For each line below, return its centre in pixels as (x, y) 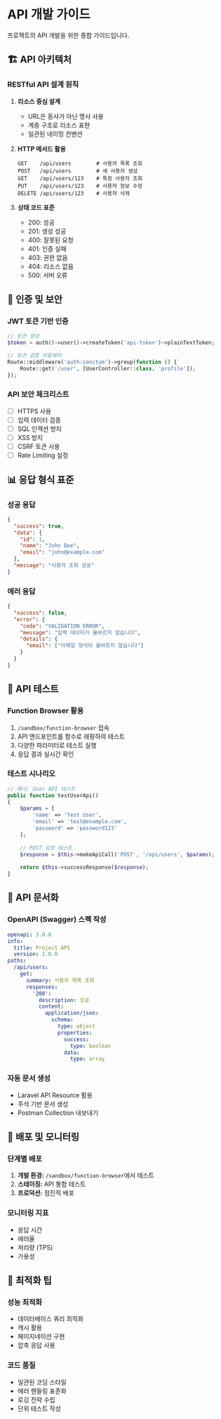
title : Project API (42, 948)
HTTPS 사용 (34, 411)
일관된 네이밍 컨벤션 (55, 134)
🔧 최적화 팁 (30, 1280)
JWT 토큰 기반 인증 (38, 321)
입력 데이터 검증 (39, 420)
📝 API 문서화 (33, 898)
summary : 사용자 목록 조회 (60, 980)
